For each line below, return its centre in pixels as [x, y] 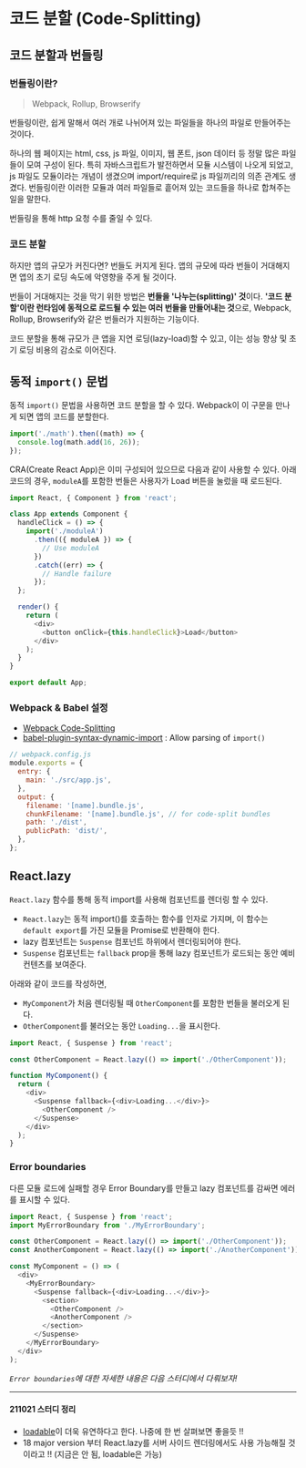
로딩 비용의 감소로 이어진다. [67, 350]
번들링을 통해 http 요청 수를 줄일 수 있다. [81, 218]
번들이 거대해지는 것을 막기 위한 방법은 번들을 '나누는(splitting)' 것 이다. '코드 [146, 296]
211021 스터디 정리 [43, 1410]
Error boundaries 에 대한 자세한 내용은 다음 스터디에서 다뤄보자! [123, 1378]
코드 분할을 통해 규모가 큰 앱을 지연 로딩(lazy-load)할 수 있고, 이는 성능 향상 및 [148, 339]
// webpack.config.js [51, 755]
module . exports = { [46, 763]
